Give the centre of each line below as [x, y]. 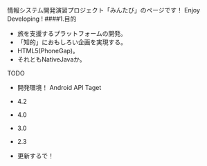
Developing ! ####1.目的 [42, 19]
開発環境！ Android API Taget [59, 87]
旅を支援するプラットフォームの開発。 [72, 34]
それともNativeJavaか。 [51, 59]
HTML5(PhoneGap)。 [48, 51]
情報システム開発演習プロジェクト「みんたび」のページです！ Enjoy [104, 10]
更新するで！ [35, 156]
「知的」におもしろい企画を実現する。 [72, 42]
